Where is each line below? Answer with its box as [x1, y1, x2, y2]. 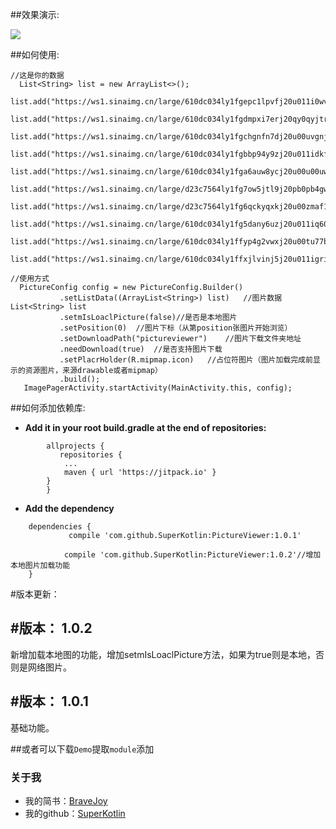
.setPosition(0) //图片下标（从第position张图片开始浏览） [59, 323, 293, 333]
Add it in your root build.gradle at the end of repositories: [24, 422, 267, 433]
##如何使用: [10, 49, 60, 60]
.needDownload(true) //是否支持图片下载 [59, 344, 223, 354]
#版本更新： [10, 588, 60, 600]
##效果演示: [10, 9, 60, 20]
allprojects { [46, 441, 105, 451]
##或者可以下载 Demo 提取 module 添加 [10, 743, 155, 755]
